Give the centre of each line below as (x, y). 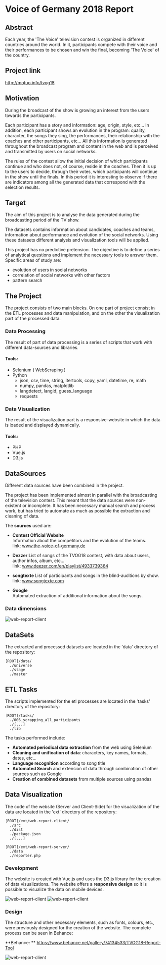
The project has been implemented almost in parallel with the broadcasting (81, 495)
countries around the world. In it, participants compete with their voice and (81, 45)
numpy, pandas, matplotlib (47, 386)
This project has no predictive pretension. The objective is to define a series (83, 250)
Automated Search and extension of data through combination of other (85, 768)
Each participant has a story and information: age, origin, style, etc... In (77, 125)
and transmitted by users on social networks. (51, 151)
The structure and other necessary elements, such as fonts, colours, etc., (80, 922)
